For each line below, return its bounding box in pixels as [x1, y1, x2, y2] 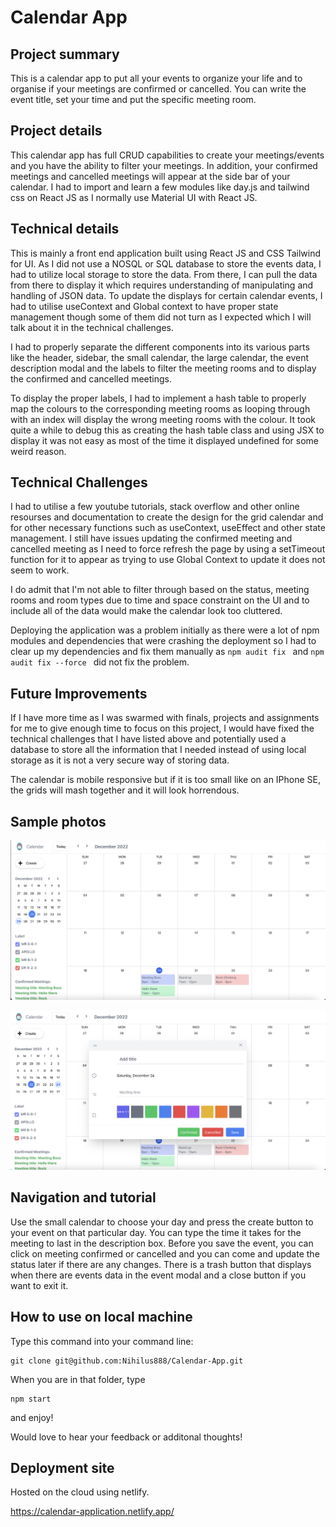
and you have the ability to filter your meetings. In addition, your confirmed [10, 159, 318, 171]
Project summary [10, 46, 120, 63]
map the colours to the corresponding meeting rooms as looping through [10, 402, 311, 415]
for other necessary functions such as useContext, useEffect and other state [10, 522, 326, 534]
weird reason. [10, 445, 67, 457]
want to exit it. [10, 1279, 69, 1291]
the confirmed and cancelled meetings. [10, 372, 172, 385]
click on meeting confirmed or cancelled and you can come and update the [10, 1247, 320, 1260]
